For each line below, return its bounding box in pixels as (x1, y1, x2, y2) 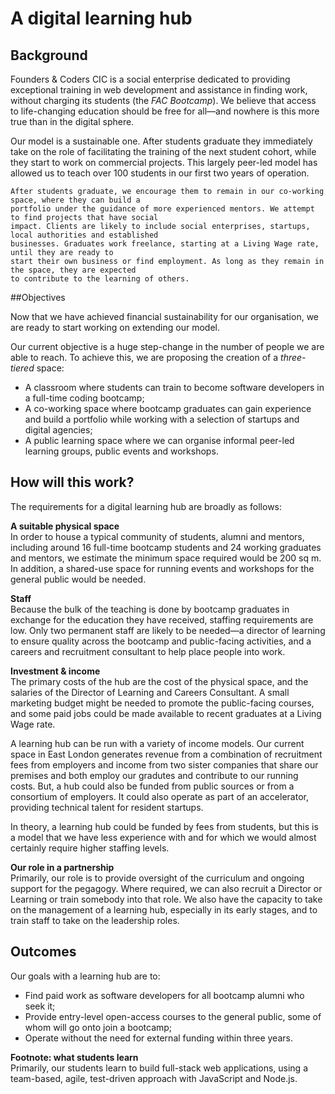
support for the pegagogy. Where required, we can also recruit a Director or (10, 882, 323, 894)
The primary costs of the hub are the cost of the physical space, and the (10, 675, 309, 687)
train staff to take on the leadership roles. (10, 914, 180, 926)
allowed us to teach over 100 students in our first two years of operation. (10, 167, 310, 179)
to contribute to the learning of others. (10, 274, 190, 284)
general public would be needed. (10, 573, 147, 585)
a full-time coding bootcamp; (24, 392, 145, 404)
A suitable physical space (10, 520, 120, 532)
